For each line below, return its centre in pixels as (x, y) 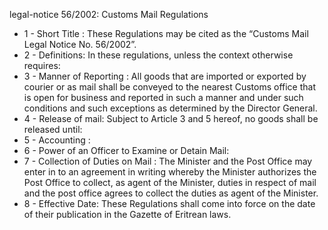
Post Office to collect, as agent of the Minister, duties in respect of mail (170, 182)
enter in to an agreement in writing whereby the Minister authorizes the (170, 172)
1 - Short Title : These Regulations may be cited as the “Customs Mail (166, 33)
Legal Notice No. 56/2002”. (80, 44)
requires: (42, 65)
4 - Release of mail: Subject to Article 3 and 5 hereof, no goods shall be (171, 118)
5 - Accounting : (57, 140)
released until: (53, 129)
